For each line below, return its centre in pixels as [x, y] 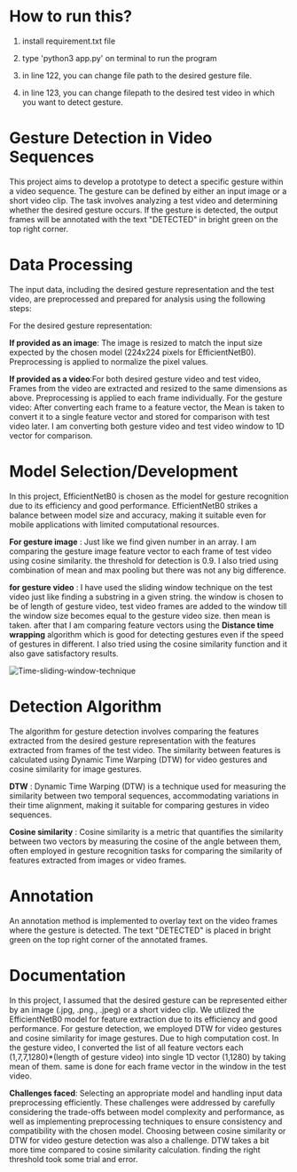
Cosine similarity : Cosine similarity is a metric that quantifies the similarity [146, 831]
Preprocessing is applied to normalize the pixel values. [109, 361]
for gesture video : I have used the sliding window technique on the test [141, 587]
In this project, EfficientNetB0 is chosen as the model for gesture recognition [149, 496]
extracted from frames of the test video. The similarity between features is [145, 750]
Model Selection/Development [124, 471]
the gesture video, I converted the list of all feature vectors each [126, 1048]
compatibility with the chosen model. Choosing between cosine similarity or [148, 1130]
